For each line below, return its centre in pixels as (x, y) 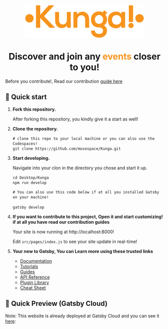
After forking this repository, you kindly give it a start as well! (75, 119)
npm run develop (29, 183)
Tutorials (29, 266)
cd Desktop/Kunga (31, 178)
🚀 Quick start (26, 97)
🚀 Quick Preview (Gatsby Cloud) (56, 304)
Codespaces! (25, 144)
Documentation (36, 261)
